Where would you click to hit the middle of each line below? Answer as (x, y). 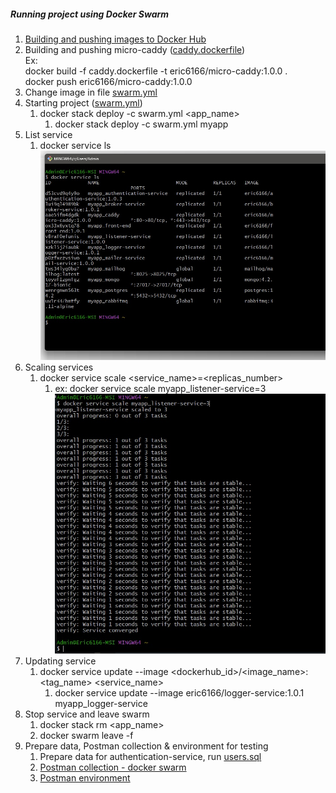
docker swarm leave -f (86, 736)
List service (48, 134)
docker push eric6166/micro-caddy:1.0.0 (108, 81)
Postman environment (85, 778)
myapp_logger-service (101, 704)
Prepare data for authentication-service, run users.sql (150, 757)
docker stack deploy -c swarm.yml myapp (141, 124)
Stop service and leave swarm (87, 714)
